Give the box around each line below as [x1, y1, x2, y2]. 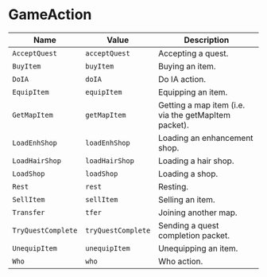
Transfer [12, 208, 45, 217]
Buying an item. [157, 60, 216, 72]
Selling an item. [157, 193, 216, 205]
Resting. [157, 181, 189, 192]
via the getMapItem [157, 109, 230, 120]
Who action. [157, 256, 203, 267]
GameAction [8, 6, 92, 24]
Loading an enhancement [157, 132, 253, 143]
